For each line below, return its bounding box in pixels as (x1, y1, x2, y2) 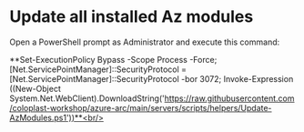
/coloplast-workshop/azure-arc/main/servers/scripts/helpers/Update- (9, 102, 272, 113)
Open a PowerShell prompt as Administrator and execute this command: (9, 36, 280, 47)
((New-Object (9, 83, 61, 94)
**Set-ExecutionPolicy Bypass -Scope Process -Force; (9, 54, 218, 65)
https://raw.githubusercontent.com (164, 93, 295, 104)
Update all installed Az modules (9, 6, 254, 27)
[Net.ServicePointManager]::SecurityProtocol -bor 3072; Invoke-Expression (9, 73, 294, 84)
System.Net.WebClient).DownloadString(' (9, 93, 166, 104)
